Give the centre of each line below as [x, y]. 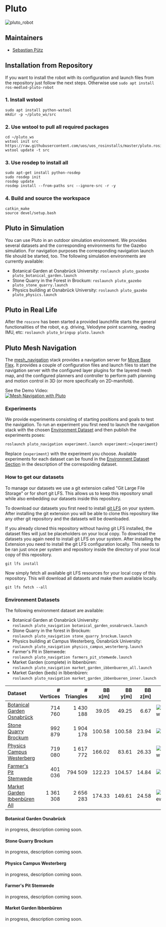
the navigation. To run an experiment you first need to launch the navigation [82, 425]
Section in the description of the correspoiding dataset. [61, 464]
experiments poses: [25, 435]
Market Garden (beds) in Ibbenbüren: [50, 673]
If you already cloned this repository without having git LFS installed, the [79, 528]
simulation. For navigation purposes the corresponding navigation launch [80, 250]
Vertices [50, 696]
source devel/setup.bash [31, 213]
